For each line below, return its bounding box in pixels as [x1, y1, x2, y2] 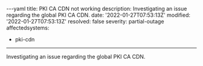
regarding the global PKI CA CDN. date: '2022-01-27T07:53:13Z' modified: [6, 11, 190, 19]
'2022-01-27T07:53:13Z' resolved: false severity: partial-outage [6, 18, 164, 25]
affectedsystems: [6, 24, 50, 31]
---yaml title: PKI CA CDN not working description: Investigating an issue [6, 5, 187, 12]
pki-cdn [14, 36, 35, 43]
